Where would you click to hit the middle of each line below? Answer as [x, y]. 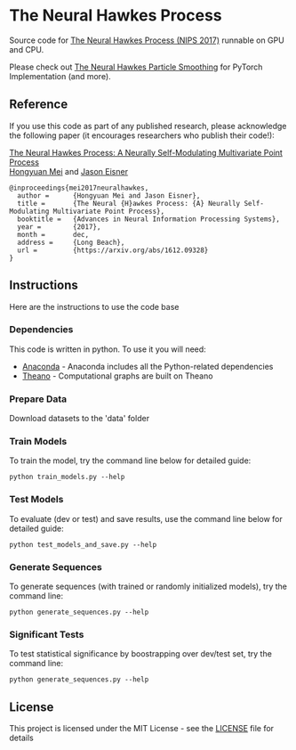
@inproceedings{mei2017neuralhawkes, [79, 188]
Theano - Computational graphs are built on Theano [117, 376]
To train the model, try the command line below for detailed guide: [130, 461]
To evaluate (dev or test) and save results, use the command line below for [146, 518]
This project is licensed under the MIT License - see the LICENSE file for [141, 729]
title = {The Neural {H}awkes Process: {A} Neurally [129, 203]
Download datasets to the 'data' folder [79, 419]
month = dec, [53, 234]
